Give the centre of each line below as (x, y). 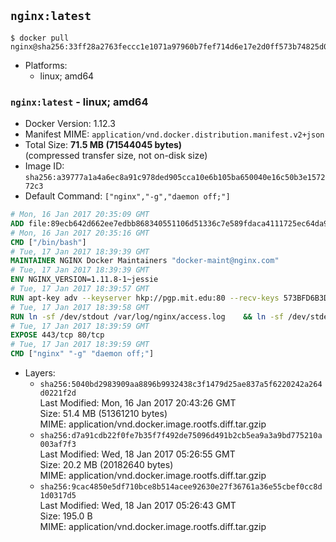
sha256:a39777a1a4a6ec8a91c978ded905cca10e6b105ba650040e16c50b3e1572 (175, 178)
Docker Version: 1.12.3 (70, 124)
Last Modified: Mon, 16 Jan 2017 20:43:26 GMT (138, 403)
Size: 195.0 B (66, 516)
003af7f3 (58, 445)
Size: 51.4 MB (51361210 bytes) (103, 414)
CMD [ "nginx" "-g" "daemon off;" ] (82, 354)
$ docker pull (40, 38)
